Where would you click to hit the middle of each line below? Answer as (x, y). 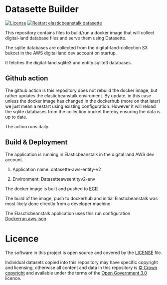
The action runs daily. (27, 126)
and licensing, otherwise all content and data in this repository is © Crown (81, 268)
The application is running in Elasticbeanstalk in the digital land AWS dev (80, 154)
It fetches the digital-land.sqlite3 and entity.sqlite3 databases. (69, 62)
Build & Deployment (36, 142)
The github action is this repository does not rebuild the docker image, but (82, 90)
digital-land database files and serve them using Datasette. (66, 38)
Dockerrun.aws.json (26, 219)
